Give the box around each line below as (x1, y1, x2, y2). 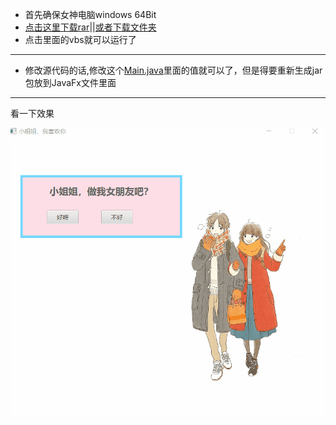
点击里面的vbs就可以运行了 (24, 34, 137, 45)
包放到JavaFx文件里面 (24, 77, 117, 88)
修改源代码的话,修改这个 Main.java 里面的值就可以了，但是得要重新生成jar (24, 64, 323, 76)
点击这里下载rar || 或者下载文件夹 (24, 21, 157, 33)
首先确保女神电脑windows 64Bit (24, 9, 157, 20)
